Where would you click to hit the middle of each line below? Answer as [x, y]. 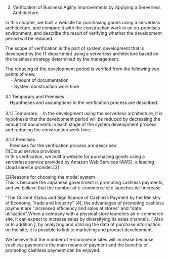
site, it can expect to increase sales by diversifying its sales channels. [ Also [84, 219]
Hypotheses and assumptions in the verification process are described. [84, 102]
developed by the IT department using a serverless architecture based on [82, 54]
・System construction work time [44, 86]
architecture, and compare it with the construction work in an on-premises [83, 28]
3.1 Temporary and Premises [35, 96]
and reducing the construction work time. [48, 130]
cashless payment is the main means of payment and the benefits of [77, 245]
